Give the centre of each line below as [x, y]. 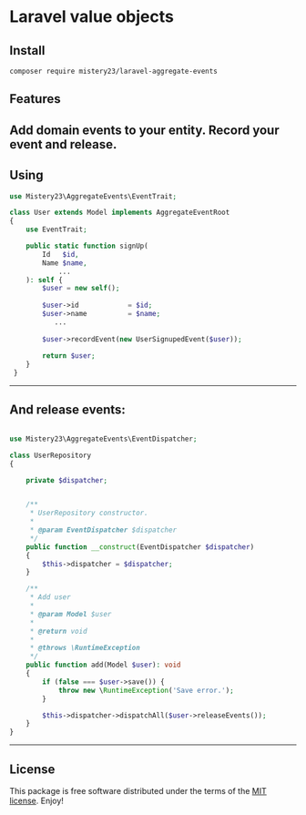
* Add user [50, 597]
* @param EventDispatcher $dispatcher [103, 530]
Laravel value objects [92, 17]
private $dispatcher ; [66, 480]
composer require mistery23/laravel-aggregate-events [114, 71]
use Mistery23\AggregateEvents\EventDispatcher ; [103, 439]
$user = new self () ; [81, 289]
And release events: [67, 410]
